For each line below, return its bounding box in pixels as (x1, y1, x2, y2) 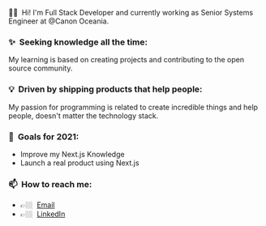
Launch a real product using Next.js (19, 158, 139, 168)
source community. (8, 63, 73, 73)
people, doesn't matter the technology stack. (8, 110, 159, 121)
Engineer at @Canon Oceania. (8, 16, 109, 26)
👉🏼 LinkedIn (19, 209, 66, 219)
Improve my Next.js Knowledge (19, 149, 125, 159)
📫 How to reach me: (8, 178, 92, 190)
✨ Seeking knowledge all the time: (8, 36, 148, 48)
